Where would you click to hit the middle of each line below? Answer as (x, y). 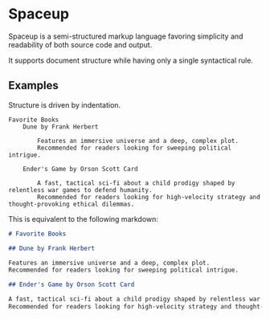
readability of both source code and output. (80, 44)
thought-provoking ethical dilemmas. (72, 204)
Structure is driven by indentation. (65, 104)
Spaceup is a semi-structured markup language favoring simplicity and (126, 36)
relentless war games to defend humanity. (80, 190)
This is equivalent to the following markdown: (84, 219)
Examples (33, 86)
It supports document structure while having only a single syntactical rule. (131, 60)
